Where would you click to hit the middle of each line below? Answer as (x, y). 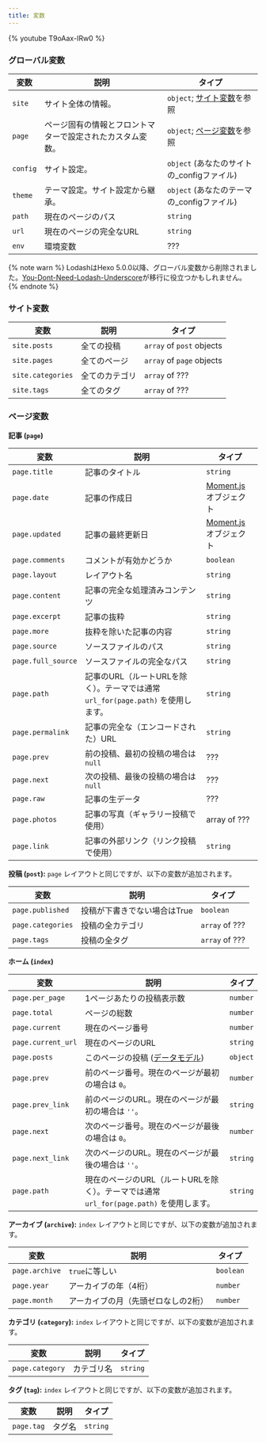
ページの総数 (108, 1013)
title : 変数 (27, 15)
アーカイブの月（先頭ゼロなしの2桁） (138, 1300)
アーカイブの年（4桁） (110, 1286)
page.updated (37, 534)
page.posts (32, 1057)
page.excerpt (37, 616)
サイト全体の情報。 (80, 104)
